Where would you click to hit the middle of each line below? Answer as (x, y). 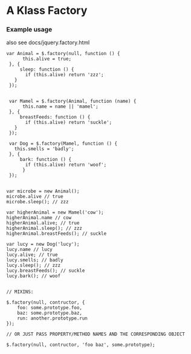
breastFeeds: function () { (55, 117)
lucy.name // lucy (29, 250)
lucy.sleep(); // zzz (34, 266)
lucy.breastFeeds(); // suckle (46, 271)
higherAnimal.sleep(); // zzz (44, 228)
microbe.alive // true (35, 197)
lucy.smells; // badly (35, 260)
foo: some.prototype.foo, (50, 308)
